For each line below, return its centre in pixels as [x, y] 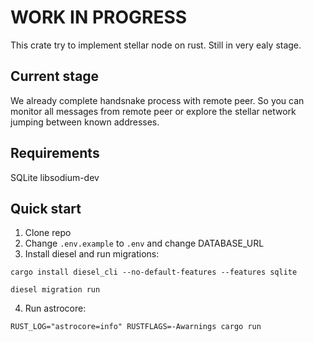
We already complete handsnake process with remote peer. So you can [157, 100]
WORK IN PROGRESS [99, 17]
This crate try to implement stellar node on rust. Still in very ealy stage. [156, 45]
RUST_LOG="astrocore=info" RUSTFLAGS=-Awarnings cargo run [136, 327]
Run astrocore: [55, 308]
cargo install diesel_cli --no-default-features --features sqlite [154, 272]
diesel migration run [55, 290]
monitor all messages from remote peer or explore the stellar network [153, 111]
